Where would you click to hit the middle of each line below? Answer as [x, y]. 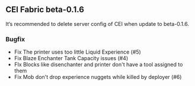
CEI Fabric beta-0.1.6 [45, 10]
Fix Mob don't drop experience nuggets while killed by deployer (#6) [98, 77]
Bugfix [15, 39]
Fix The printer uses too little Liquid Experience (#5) [78, 52]
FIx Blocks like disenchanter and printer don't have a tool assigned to [98, 65]
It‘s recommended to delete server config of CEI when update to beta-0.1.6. [97, 24]
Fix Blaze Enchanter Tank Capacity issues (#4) [71, 58]
